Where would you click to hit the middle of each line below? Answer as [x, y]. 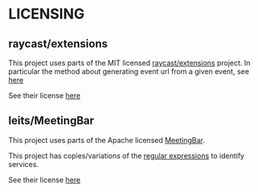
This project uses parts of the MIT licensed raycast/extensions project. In [129, 63]
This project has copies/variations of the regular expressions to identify [127, 155]
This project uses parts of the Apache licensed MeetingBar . [106, 140]
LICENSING [47, 14]
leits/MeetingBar [51, 121]
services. [23, 164]
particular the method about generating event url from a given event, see [129, 71]
